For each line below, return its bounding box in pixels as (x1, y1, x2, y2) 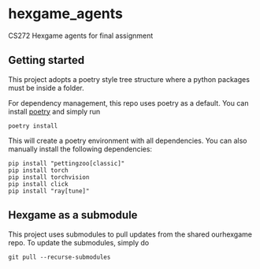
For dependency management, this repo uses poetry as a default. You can (8, 98, 249, 107)
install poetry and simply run (8, 106, 101, 116)
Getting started (8, 54, 85, 67)
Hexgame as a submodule (8, 208, 138, 222)
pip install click (8, 180, 69, 188)
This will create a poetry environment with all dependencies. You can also (8, 136, 247, 145)
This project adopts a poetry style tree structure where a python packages (8, 74, 251, 84)
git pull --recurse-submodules (8, 253, 111, 261)
